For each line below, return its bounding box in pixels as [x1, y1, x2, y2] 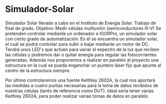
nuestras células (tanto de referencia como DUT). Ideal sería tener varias [5, 88, 154, 94]
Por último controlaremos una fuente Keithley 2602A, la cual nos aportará [5, 77, 155, 83]
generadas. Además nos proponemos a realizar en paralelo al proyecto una [5, 57, 159, 63]
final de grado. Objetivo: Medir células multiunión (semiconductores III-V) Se [5, 25, 162, 31]
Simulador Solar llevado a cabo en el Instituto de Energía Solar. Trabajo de [5, 20, 156, 26]
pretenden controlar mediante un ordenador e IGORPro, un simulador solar [5, 30, 158, 36]
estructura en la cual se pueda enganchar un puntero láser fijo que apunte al [5, 62, 162, 68]
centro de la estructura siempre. [5, 67, 71, 73]
